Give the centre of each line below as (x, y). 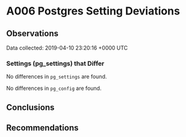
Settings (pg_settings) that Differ (55, 63)
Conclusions (30, 107)
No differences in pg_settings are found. (57, 77)
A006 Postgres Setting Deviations (93, 11)
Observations (33, 33)
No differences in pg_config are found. (54, 88)
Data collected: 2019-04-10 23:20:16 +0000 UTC (67, 48)
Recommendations (42, 128)
